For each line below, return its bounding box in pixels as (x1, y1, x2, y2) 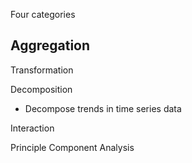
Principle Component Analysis (10, 141, 135, 153)
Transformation (10, 64, 74, 76)
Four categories (10, 9, 76, 20)
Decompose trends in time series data (24, 102, 182, 114)
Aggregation (10, 37, 91, 54)
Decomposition (10, 83, 73, 95)
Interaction (10, 122, 55, 134)
